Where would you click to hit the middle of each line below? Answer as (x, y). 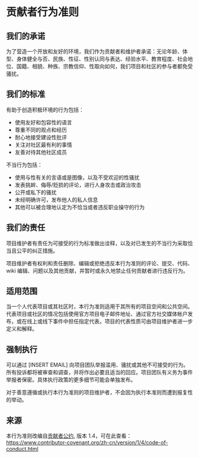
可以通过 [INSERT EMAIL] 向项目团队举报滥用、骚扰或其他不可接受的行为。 (97, 365)
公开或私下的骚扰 (36, 192)
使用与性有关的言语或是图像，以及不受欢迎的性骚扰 (77, 177)
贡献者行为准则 (43, 12)
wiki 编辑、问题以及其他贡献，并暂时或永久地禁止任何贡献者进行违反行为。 (97, 271)
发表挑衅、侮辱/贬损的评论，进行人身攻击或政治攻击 (78, 184)
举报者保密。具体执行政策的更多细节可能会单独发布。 (71, 380)
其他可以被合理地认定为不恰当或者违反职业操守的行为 (80, 207)
